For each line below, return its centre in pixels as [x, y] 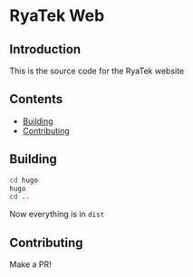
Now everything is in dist [57, 215]
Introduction [45, 49]
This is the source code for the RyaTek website [97, 71]
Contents [36, 99]
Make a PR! [30, 264]
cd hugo [24, 180]
